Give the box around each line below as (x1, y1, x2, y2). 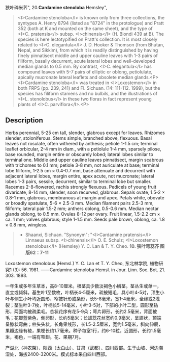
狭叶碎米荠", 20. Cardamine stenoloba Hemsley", (5, 5, 108, 10)
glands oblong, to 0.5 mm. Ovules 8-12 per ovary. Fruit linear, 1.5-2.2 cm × (5, 211, 161, 217)
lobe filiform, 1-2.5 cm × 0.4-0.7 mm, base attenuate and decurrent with (5, 167, 155, 173)
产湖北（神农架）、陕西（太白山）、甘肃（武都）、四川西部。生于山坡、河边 (5, 345, 159, 351)
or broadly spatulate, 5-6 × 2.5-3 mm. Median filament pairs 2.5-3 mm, (5, 200, 154, 206)
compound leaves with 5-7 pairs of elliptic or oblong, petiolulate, (17, 69, 153, 75)
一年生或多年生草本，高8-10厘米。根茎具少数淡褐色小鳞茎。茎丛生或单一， (5, 282, 161, 289)
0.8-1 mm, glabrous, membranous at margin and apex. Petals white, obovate (5, 194, 165, 200)
